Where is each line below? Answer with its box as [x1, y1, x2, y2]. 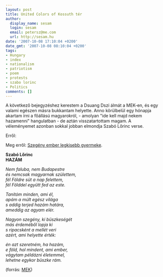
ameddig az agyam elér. [5, 207, 55, 213]
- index [5, 57, 21, 62]
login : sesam [10, 25, 37, 30]
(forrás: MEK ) [5, 267, 33, 273]
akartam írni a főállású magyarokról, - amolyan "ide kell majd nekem [5, 113, 142, 119]
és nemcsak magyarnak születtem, [5, 172, 77, 178]
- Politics [5, 84, 28, 90]
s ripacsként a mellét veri [5, 227, 57, 233]
